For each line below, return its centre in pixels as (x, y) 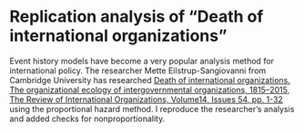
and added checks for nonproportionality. (87, 119)
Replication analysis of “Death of (137, 17)
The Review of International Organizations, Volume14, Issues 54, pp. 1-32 (147, 99)
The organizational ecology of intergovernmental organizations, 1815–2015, (150, 90)
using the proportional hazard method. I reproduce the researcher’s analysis (152, 109)
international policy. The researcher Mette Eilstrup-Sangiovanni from (138, 71)
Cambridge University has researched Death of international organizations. (150, 80)
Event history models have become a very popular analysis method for (142, 61)
